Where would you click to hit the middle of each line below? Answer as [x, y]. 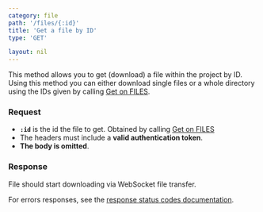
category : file [33, 15]
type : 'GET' [28, 38]
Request [25, 112]
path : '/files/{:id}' [44, 23]
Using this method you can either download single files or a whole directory [131, 83]
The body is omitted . [54, 146]
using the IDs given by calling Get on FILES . [79, 91]
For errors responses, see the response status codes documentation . [121, 199]
